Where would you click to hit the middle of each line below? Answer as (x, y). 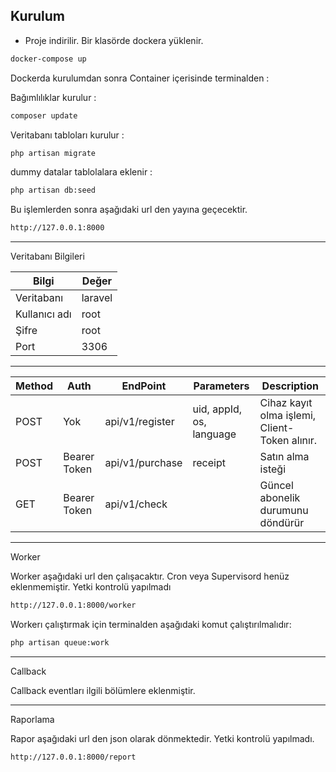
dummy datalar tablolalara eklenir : (81, 172)
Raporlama (32, 719)
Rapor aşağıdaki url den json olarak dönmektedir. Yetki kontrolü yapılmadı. (162, 738)
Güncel (276, 486)
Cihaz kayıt (286, 403)
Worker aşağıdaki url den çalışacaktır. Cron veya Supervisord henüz (150, 576)
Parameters (221, 386)
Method (34, 386)
